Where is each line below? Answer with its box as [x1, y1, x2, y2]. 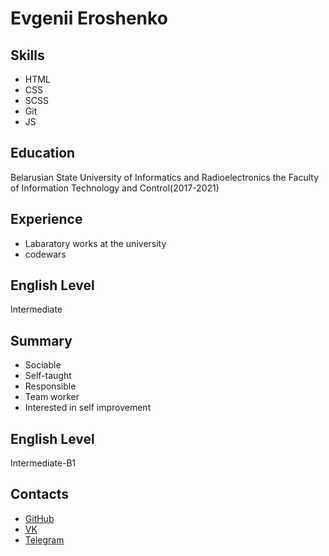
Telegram [24, 533, 65, 546]
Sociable [24, 359, 62, 371]
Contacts [10, 486, 70, 503]
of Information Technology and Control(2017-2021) [10, 182, 220, 194]
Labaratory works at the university [24, 237, 167, 249]
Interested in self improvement [24, 402, 152, 414]
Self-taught [24, 370, 72, 382]
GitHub [24, 512, 55, 524]
